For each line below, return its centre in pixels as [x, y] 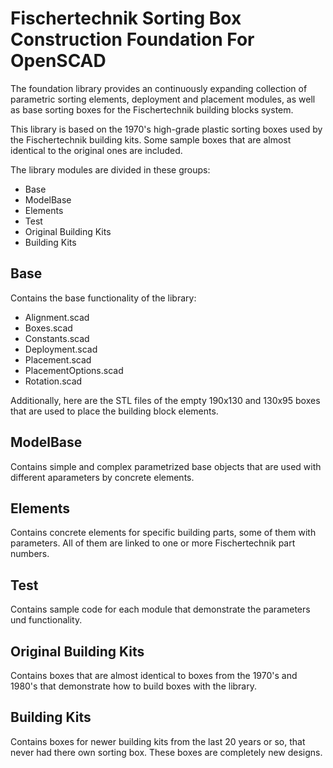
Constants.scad [57, 338]
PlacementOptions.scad [74, 370]
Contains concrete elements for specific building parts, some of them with [163, 533]
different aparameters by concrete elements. [102, 477]
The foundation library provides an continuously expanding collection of [159, 88]
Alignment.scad [57, 317]
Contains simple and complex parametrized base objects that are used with [166, 466]
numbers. [30, 554]
